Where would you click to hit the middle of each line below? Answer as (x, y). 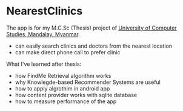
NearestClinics (45, 11)
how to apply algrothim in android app (62, 88)
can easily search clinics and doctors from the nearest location (94, 46)
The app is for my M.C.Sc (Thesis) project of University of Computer (91, 28)
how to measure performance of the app (66, 101)
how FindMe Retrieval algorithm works (63, 75)
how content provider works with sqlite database (76, 95)
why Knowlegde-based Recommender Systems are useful (88, 82)
